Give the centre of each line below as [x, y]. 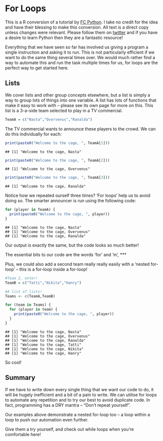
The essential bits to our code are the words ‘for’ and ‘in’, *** [66, 254]
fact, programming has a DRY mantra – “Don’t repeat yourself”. [68, 405]
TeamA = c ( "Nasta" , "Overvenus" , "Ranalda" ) [49, 119]
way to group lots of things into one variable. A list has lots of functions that [81, 100]
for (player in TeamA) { [30, 210]
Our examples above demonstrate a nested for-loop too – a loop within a [78, 414]
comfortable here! [23, 434]
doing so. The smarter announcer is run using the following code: [71, 201]
